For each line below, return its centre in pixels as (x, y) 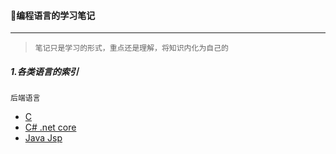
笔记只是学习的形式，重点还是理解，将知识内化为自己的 (131, 48)
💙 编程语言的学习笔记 (53, 15)
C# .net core (50, 127)
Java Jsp (43, 138)
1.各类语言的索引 (44, 71)
